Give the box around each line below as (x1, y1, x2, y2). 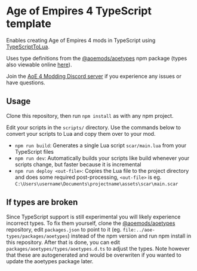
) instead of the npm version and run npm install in (67, 232, 192, 239)
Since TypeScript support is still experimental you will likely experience (6, 213, 181, 220)
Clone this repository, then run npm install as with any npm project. (6, 112, 174, 119)
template (6, 17, 52, 31)
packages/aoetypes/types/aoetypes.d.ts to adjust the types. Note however (6, 245, 190, 252)
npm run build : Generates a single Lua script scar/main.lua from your (14, 142, 187, 149)
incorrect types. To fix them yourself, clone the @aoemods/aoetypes (6, 220, 176, 227)
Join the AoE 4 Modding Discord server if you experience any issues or (6, 72, 182, 80)
